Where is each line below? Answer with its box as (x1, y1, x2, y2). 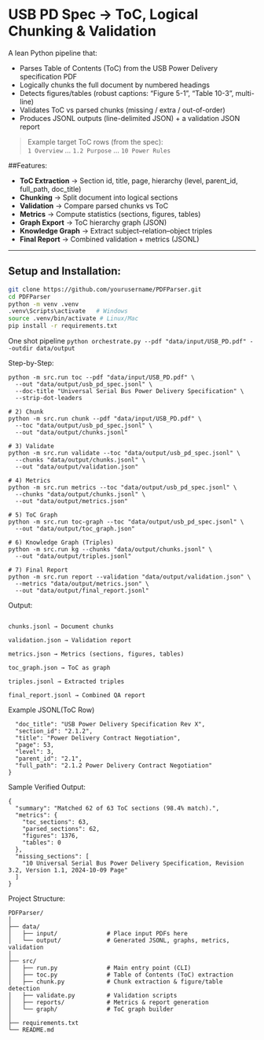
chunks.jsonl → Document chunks (8, 623, 114, 630)
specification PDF (19, 72, 77, 81)
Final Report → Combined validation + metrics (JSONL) (19, 234, 200, 244)
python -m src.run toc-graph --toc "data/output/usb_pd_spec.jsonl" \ (8, 518, 244, 526)
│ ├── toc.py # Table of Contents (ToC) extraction (8, 971, 234, 979)
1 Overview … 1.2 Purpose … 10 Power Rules (27, 145, 171, 155)
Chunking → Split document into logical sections (19, 193, 178, 202)
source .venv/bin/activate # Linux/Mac (8, 314, 139, 323)
